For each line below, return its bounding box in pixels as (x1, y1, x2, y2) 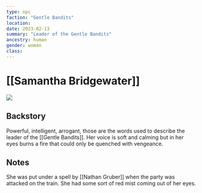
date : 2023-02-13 (6, 25, 50, 32)
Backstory (6, 111, 46, 121)
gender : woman (6, 43, 42, 49)
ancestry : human (6, 37, 47, 43)
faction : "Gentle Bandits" (6, 14, 74, 21)
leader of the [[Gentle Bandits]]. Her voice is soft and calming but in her (6, 133, 184, 141)
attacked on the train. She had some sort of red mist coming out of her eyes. (6, 180, 196, 187)
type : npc (6, 8, 31, 15)
